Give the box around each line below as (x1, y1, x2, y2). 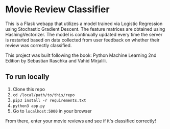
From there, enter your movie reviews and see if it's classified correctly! (5, 118, 157, 124)
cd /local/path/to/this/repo (12, 92, 75, 98)
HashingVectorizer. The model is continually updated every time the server (5, 31, 163, 37)
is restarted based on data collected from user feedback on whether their (5, 37, 160, 43)
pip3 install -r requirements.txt (12, 98, 86, 103)
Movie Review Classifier (5, 4, 110, 15)
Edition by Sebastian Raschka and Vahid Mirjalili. (5, 57, 107, 63)
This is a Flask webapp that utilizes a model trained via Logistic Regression (5, 20, 163, 27)
